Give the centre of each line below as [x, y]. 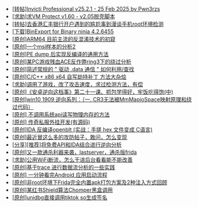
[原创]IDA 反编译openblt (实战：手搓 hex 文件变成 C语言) [82, 129]
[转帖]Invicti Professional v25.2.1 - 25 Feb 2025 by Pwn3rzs [86, 9]
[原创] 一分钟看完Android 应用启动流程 [59, 175]
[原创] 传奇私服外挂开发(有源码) [51, 122]
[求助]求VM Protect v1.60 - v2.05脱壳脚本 [64, 16]
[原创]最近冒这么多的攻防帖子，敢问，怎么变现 [70, 137]
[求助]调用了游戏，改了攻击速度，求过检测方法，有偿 [78, 84]
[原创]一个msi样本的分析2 [44, 46]
